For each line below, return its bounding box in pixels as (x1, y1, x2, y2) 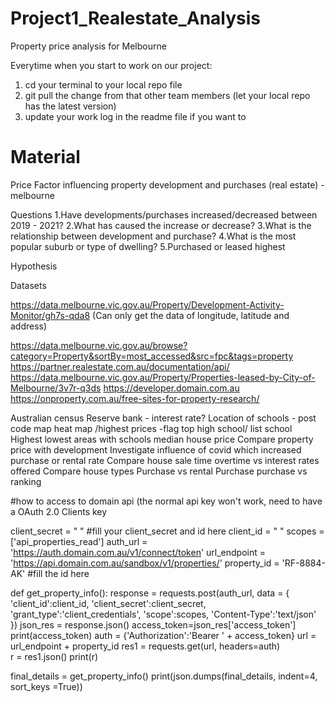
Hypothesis (10, 260, 58, 272)
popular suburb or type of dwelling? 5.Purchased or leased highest (10, 240, 286, 252)
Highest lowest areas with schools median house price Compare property (10, 433, 314, 445)
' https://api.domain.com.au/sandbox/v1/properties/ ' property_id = (10, 557, 280, 569)
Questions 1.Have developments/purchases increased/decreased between (10, 208, 318, 221)
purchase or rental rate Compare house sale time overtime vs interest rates (10, 454, 320, 466)
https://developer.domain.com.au (103, 382, 240, 394)
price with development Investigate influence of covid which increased (10, 443, 302, 456)
